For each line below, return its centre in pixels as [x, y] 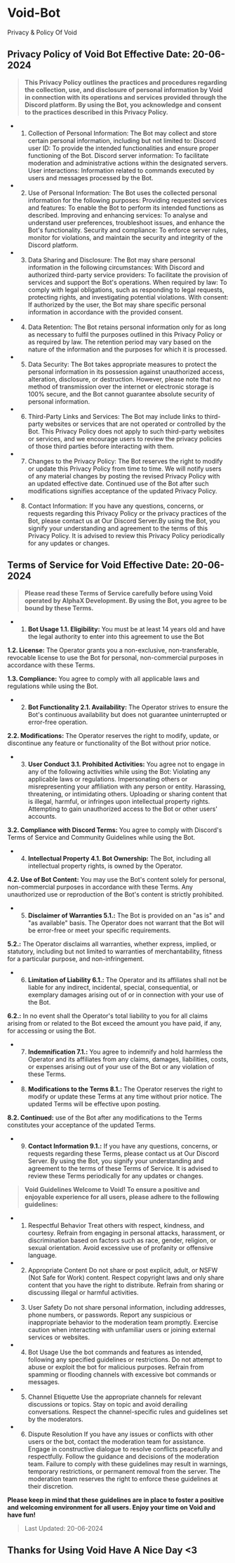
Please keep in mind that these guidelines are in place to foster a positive [116, 1500]
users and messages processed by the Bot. [90, 177]
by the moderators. [55, 1419]
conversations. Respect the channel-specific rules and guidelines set [128, 1411]
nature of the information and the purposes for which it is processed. [128, 349]
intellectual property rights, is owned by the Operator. [105, 866]
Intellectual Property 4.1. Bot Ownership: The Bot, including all [119, 858]
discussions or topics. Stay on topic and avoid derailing [108, 1404]
